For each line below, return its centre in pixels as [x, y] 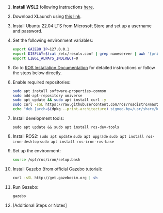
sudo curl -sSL [28, 105]
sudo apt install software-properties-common [59, 91]
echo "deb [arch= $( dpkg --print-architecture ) [60, 109]
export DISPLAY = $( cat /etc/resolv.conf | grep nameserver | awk [79, 54]
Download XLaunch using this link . [47, 16]
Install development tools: [38, 118]
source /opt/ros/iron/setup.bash [46, 160]
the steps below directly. [37, 73]
